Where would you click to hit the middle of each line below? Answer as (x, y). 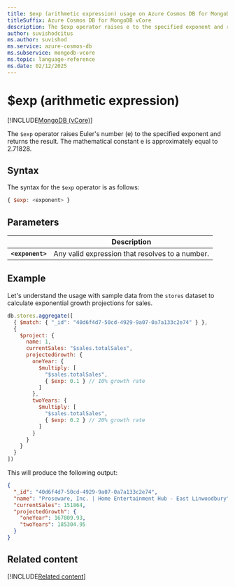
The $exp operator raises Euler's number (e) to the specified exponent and (114, 133)
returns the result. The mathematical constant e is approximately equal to (113, 141)
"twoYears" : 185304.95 (53, 525)
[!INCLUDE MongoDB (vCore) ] (50, 120)
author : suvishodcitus (40, 33)
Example (27, 279)
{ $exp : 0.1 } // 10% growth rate (95, 381)
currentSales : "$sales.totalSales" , (79, 349)
